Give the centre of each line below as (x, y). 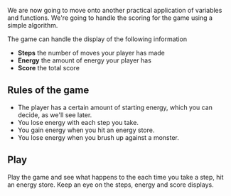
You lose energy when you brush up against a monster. (98, 137)
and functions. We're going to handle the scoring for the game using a (110, 18)
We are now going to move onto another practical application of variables (115, 10)
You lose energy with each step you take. (78, 122)
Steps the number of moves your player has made (91, 53)
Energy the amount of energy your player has (84, 60)
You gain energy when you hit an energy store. (86, 130)
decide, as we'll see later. (55, 115)
